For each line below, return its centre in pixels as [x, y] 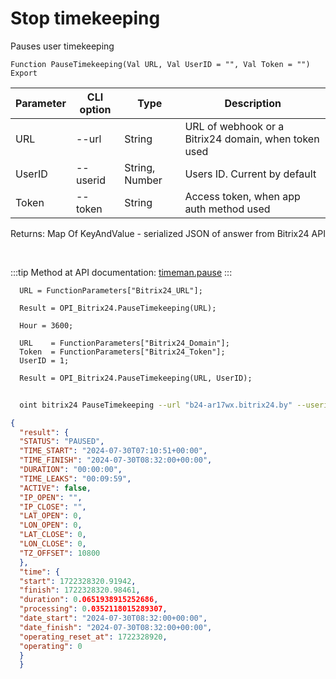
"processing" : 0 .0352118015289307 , [93, 609]
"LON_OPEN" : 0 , [51, 525]
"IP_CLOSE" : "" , [53, 507]
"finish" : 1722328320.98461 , [80, 590]
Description [253, 103]
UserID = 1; [44, 360]
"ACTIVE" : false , [55, 488]
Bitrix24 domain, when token [252, 139]
